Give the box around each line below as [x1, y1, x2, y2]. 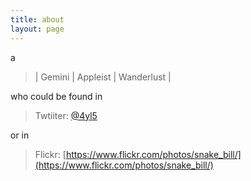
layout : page [10, 24, 65, 34]
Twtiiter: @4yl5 [34, 109, 98, 121]
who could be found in [10, 90, 103, 102]
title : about [10, 14, 65, 25]
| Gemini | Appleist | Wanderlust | [34, 71, 172, 83]
